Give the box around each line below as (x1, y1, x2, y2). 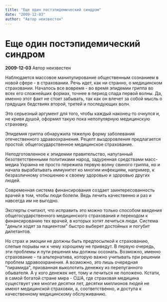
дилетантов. (5, 228, 31, 234)
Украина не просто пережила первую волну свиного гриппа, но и (19, 162, 161, 168)
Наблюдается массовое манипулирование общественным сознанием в (5, 75, 159, 81)
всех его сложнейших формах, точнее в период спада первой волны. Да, (5, 91, 163, 97)
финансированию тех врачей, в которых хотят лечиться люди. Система (5, 218, 159, 224)
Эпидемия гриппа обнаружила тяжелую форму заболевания (5, 131, 135, 137)
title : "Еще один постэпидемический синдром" (5, 7, 101, 12)
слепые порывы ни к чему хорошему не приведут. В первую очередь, (5, 243, 156, 249)
